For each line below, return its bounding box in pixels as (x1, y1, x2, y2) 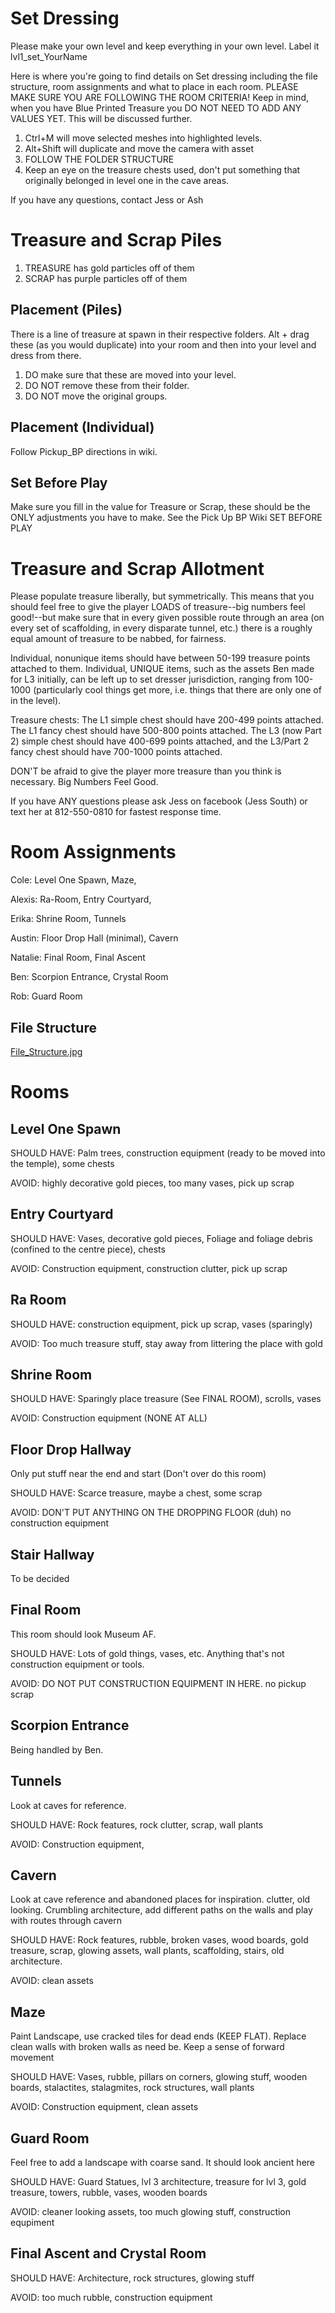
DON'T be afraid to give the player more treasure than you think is (10, 765, 282, 777)
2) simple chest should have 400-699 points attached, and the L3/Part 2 (10, 735, 309, 747)
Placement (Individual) (10, 419, 155, 436)
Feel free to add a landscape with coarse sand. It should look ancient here (10, 2156, 316, 2168)
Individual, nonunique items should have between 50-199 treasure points (10, 652, 311, 664)
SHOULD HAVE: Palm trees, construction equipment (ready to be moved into (10, 1147, 326, 1159)
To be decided (10, 1573, 70, 1585)
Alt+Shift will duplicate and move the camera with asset (24, 142, 254, 154)
